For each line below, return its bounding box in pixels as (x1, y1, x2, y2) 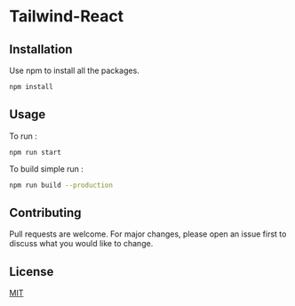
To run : (9, 131, 38, 141)
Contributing (9, 205, 82, 220)
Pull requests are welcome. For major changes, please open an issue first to (9, 229, 287, 239)
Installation (9, 42, 73, 57)
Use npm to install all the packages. (9, 65, 140, 76)
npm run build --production (9, 181, 114, 189)
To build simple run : (9, 163, 84, 174)
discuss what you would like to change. (9, 238, 154, 249)
